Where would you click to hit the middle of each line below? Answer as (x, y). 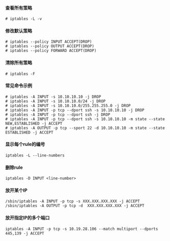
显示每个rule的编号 (25, 144)
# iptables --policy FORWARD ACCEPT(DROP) (51, 51)
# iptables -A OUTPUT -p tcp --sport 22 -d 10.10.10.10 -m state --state (85, 128)
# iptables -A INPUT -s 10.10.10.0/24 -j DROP (55, 101)
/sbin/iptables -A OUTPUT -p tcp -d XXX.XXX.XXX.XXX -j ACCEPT (75, 206)
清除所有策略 (19, 63)
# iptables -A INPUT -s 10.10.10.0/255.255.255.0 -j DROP (68, 105)
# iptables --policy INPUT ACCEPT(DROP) (49, 42)
